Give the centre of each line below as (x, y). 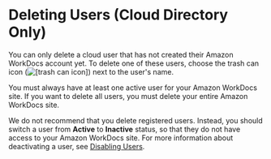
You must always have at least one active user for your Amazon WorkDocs (133, 88)
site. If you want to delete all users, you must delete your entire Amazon (128, 96)
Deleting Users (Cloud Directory (118, 15)
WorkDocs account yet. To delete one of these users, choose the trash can (134, 63)
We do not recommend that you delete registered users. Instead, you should (136, 120)
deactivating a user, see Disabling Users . (77, 146)
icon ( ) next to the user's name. (91, 71)
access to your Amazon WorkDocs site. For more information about (121, 138)
